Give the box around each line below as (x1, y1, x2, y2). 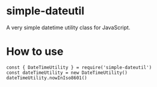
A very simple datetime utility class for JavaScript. (6, 24, 131, 31)
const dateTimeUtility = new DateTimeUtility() (6, 70, 128, 76)
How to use (6, 45, 64, 58)
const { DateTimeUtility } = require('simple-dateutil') (6, 64, 152, 70)
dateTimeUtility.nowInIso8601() (6, 74, 87, 81)
